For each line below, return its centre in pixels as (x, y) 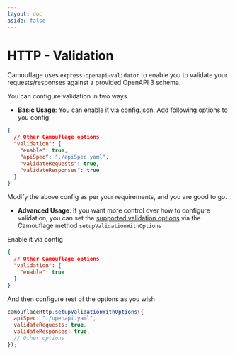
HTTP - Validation (61, 56)
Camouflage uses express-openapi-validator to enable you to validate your (117, 75)
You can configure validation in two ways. (68, 96)
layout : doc (25, 14)
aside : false (27, 21)
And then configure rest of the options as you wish (81, 299)
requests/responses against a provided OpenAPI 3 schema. (94, 83)
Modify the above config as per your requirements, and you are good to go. (117, 197)
